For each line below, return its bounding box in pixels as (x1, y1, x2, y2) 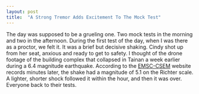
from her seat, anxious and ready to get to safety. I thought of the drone (6, 49, 183, 57)
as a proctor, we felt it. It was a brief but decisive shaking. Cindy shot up (6, 43, 184, 51)
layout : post (6, 8, 39, 15)
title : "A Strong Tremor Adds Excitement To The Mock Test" (6, 14, 161, 20)
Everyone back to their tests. (6, 81, 77, 88)
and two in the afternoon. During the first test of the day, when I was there (6, 37, 188, 44)
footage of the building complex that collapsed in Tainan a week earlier (6, 56, 181, 63)
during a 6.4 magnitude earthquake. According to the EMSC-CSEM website (6, 62, 191, 69)
